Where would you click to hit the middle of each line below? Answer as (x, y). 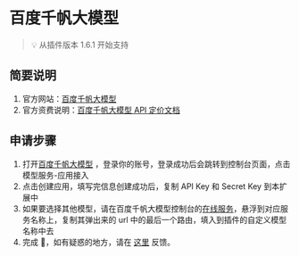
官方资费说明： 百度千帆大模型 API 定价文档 (101, 110)
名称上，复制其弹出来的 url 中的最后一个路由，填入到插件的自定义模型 (158, 219)
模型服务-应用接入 (55, 175)
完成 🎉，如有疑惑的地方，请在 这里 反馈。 (99, 242)
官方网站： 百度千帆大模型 (69, 98)
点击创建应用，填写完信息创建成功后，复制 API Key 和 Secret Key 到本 (150, 186)
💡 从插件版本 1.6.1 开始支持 (80, 45)
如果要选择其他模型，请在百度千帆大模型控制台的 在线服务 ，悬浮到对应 (151, 208)
